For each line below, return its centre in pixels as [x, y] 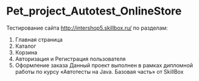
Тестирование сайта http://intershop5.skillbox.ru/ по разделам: [87, 28]
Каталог [26, 46]
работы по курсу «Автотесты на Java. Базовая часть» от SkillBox [99, 71]
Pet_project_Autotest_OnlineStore [94, 11]
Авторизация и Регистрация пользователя [70, 59]
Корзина [26, 52]
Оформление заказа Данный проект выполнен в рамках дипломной [104, 65]
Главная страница [39, 39]
